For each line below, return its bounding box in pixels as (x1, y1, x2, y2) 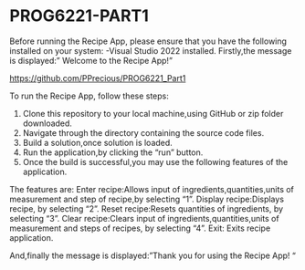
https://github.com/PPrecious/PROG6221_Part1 (9, 72, 186, 83)
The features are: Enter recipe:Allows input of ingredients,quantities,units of (9, 183, 295, 194)
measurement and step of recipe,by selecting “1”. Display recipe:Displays (9, 193, 285, 204)
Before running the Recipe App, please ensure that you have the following (9, 36, 288, 47)
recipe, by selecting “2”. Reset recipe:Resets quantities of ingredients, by (9, 202, 284, 214)
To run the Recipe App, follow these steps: (9, 90, 169, 101)
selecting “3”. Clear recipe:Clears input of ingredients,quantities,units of (9, 213, 280, 223)
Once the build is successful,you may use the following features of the (22, 156, 289, 167)
